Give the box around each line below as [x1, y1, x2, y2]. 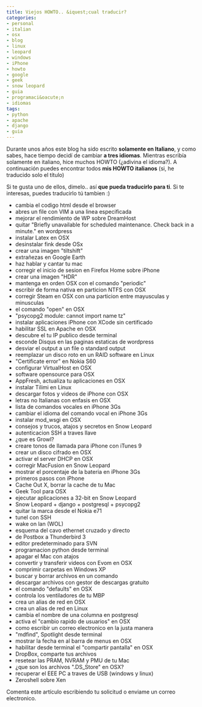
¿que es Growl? [15, 436, 55, 443]
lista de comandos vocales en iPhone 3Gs [15, 403, 121, 410]
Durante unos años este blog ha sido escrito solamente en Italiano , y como [6, 145, 197, 152]
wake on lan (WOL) [15, 520, 64, 527]
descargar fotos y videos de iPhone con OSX [15, 390, 129, 397]
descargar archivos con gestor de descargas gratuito [15, 579, 150, 586]
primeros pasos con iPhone [15, 475, 85, 482]
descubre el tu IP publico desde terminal [15, 332, 117, 339]
